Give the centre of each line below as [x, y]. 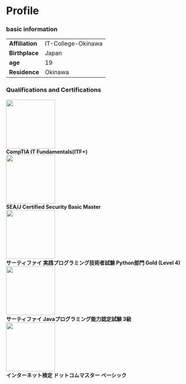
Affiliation [23, 44]
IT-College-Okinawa [74, 44]
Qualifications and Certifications [54, 90]
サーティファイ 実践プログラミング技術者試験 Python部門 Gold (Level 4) [93, 262]
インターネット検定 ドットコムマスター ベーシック [67, 375]
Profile [23, 11]
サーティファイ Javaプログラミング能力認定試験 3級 [69, 319]
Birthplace [24, 53]
